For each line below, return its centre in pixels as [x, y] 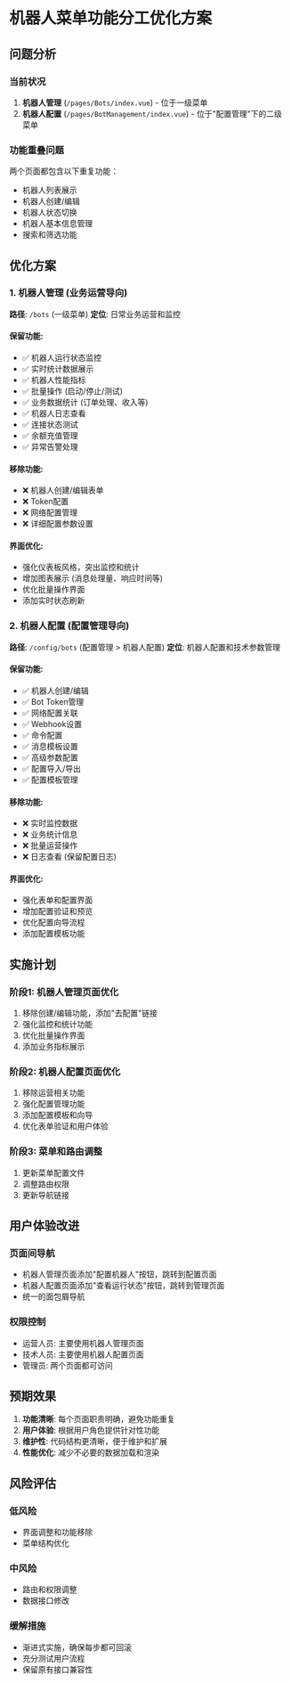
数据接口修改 [45, 1601]
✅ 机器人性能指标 [54, 380]
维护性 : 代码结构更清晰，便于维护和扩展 [94, 1442]
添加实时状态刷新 [53, 600]
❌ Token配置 [45, 502]
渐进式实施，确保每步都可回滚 [77, 1647]
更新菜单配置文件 [53, 1172]
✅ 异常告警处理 [50, 447]
